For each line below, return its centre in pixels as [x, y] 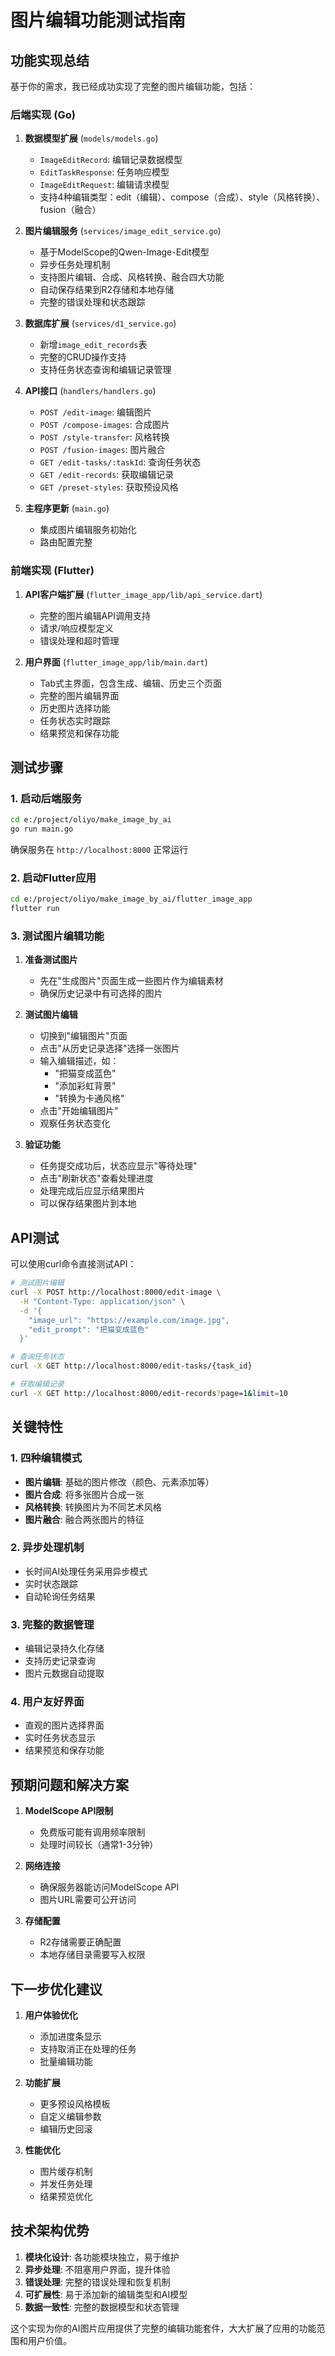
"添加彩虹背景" [85, 1086]
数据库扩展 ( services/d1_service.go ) [100, 323]
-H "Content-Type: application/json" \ [102, 1301]
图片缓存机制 [66, 2172]
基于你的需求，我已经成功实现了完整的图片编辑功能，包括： [133, 86]
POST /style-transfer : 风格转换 [104, 437]
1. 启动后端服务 [46, 798]
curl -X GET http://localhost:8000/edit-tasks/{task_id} [131, 1366]
